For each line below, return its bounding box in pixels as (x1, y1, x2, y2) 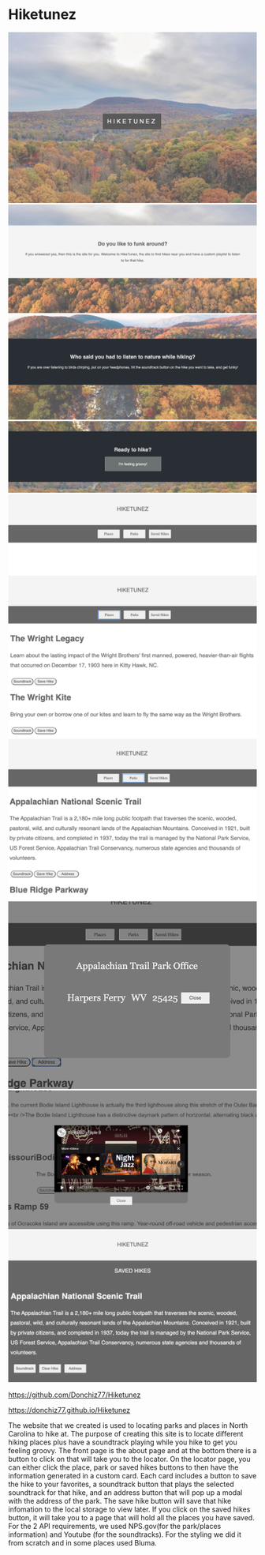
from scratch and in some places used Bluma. (8, 1538, 158, 1548)
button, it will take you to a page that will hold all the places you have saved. (8, 1513, 255, 1523)
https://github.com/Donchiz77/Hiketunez (8, 1390, 141, 1399)
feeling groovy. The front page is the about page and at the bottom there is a (8, 1446, 257, 1455)
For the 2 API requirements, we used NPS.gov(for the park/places (8, 1522, 222, 1531)
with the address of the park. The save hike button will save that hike (8, 1497, 232, 1506)
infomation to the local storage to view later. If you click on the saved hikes (8, 1504, 251, 1514)
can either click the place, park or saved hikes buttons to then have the (8, 1463, 239, 1472)
